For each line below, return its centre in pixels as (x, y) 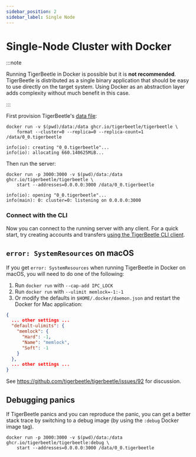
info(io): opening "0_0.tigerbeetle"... (57, 195)
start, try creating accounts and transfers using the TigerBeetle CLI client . (96, 234)
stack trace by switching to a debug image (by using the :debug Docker (92, 420)
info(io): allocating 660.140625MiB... (55, 153)
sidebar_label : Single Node (41, 17)
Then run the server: (31, 164)
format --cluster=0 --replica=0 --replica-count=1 (80, 132)
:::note (14, 63)
